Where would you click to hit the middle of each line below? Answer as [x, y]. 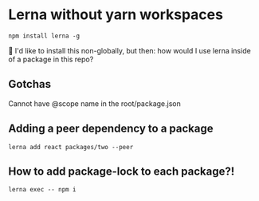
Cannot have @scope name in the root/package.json [94, 103]
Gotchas [30, 84]
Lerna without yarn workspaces [116, 15]
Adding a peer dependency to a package [111, 129]
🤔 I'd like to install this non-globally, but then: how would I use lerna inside [129, 50]
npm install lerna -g [44, 36]
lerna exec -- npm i [43, 190]
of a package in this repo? [51, 59]
